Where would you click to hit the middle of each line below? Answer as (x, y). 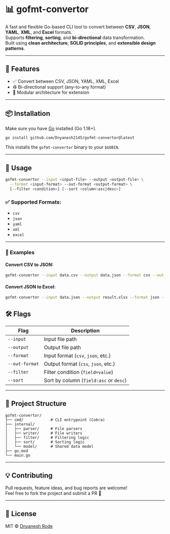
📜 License (21, 514)
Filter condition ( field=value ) (79, 372)
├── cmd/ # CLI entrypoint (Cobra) (55, 420)
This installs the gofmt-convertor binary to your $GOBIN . (62, 147)
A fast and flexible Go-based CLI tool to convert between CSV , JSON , (78, 27)
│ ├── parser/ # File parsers (44, 429)
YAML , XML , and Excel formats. (39, 32)
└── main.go (18, 455)
